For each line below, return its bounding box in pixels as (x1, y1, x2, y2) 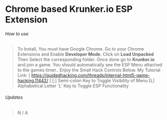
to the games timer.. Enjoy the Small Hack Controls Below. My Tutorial (17, 67, 161, 73)
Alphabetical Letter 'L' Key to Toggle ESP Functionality (17, 83, 129, 89)
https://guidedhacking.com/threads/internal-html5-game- (31, 72, 151, 78)
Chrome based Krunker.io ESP (5, 3, 133, 15)
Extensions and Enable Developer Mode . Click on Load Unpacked (17, 51, 154, 58)
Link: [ (17, 72, 31, 78)
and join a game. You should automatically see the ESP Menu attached (17, 62, 163, 68)
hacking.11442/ (17, 78, 48, 84)
